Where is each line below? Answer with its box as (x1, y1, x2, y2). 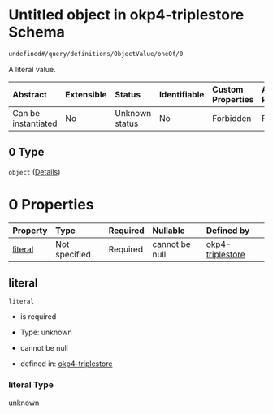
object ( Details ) (8, 166, 61, 176)
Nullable (152, 225, 185, 236)
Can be (12, 107, 41, 119)
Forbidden (212, 112, 252, 123)
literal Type (8, 379, 54, 390)
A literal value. (8, 64, 56, 74)
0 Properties (8, 195, 95, 213)
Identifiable (158, 88, 205, 100)
